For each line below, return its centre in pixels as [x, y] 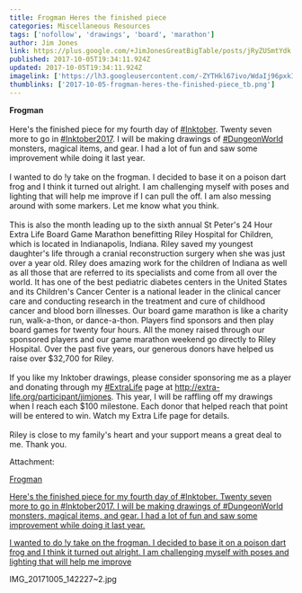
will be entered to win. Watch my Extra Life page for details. [120, 415]
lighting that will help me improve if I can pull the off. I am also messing [140, 196]
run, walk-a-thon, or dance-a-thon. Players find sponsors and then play [142, 320]
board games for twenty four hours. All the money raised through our [137, 330]
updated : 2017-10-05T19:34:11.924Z [76, 68]
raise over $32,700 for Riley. [62, 358]
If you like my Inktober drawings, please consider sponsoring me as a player [151, 377]
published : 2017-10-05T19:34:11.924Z [80, 59]
